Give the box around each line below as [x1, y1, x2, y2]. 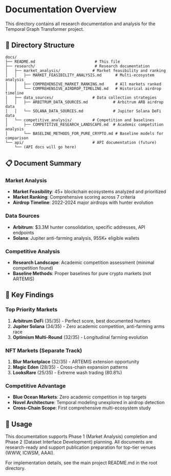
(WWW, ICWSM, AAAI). [5, 450, 55, 456]
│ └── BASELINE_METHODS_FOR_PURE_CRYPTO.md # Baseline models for [5, 131, 164, 136]
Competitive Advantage [5, 382, 66, 389]
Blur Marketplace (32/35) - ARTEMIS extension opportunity [12, 358, 140, 365]
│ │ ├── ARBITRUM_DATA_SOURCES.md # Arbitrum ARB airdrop [5, 99, 164, 105]
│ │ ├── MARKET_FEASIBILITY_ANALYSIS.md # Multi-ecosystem [5, 72, 155, 78]
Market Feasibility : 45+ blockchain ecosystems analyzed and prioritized [12, 188, 166, 195]
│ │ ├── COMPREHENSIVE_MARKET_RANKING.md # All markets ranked [5, 81, 161, 87]
